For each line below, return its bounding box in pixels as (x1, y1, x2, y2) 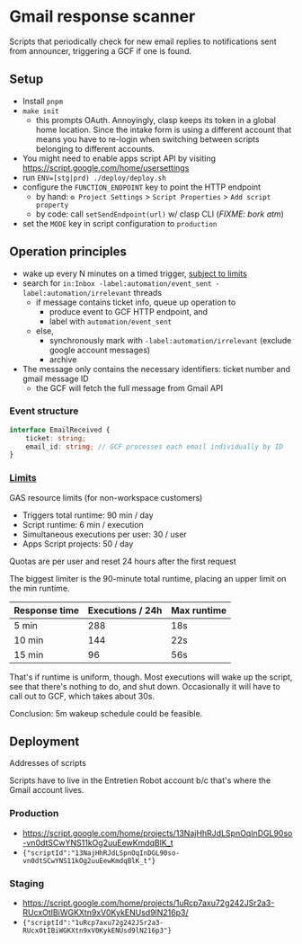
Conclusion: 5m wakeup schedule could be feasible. (9, 708, 203, 718)
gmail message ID (22, 373, 89, 384)
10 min (13, 634, 44, 646)
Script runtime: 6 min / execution (22, 519, 144, 530)
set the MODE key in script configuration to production (22, 218, 218, 228)
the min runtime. (9, 583, 70, 593)
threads (133, 287, 163, 298)
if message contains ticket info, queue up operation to (35, 297, 236, 307)
